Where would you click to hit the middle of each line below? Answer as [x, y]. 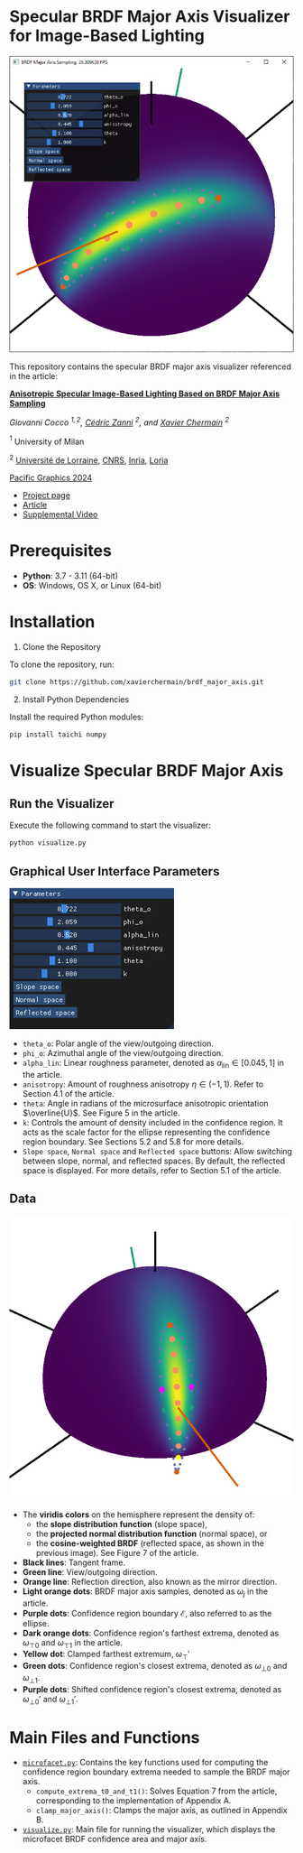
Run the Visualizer [62, 804]
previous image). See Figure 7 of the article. [117, 1552]
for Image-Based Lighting [107, 36]
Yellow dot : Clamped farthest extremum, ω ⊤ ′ [106, 1655]
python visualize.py [48, 843]
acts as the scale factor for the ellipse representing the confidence [146, 1132]
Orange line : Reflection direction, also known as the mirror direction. [150, 1581]
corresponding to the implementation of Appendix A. [133, 1801]
